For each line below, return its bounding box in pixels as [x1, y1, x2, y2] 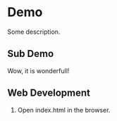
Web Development [7, 87, 90, 99]
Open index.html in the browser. [17, 106, 111, 114]
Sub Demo [7, 48, 54, 60]
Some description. [7, 27, 61, 36]
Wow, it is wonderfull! [7, 66, 70, 75]
